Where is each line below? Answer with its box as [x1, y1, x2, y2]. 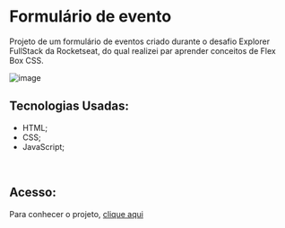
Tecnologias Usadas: [9, 99, 130, 114]
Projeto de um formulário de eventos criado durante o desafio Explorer [9, 36, 271, 47]
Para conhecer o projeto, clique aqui [9, 208, 143, 219]
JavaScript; [22, 141, 65, 152]
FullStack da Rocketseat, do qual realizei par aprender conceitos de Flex [9, 45, 276, 56]
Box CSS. [9, 55, 45, 66]
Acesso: [9, 185, 56, 200]
